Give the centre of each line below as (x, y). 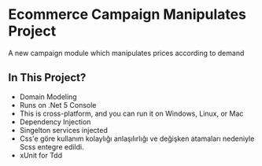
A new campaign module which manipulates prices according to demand (126, 53)
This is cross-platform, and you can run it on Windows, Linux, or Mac (131, 113)
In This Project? (47, 77)
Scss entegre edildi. (52, 146)
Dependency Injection (55, 122)
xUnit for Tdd (41, 155)
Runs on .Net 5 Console (58, 105)
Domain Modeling (48, 97)
